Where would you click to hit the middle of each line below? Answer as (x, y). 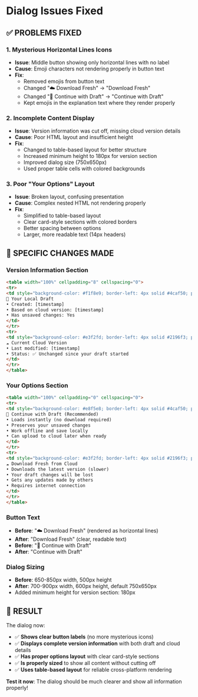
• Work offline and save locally (47, 431)
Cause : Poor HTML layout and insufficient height (74, 137)
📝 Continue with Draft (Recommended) (52, 414)
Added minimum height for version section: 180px (75, 592)
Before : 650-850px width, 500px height (63, 580)
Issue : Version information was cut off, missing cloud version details (98, 131)
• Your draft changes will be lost (50, 475)
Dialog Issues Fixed (55, 11)
